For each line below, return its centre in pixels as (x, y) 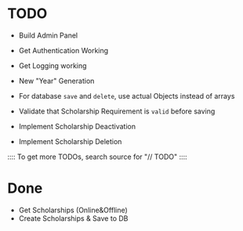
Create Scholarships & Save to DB (73, 218)
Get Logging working (53, 65)
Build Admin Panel (48, 35)
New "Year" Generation (56, 81)
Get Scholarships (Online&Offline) (73, 210)
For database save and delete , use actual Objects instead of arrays (127, 96)
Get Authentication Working (63, 50)
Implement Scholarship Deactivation (77, 126)
